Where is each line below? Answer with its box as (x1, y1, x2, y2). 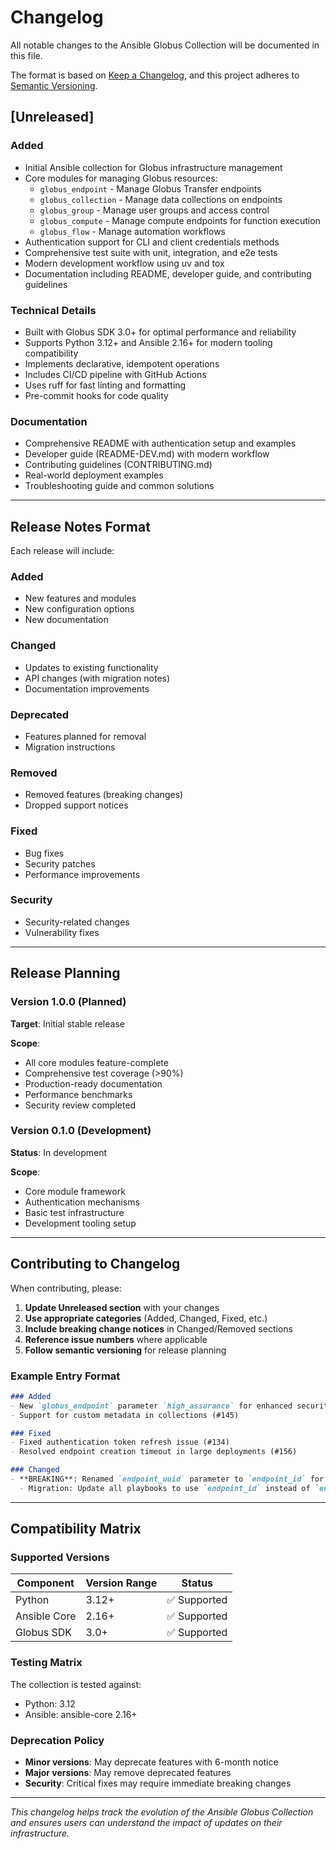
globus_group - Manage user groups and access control (39, 204, 270, 216)
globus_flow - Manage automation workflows (39, 225, 226, 237)
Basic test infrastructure (24, 1206, 125, 1218)
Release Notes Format (10, 518, 151, 535)
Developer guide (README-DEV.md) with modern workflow (24, 448, 270, 460)
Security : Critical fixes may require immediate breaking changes (24, 1777, 292, 1790)
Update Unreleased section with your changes (24, 1301, 220, 1313)
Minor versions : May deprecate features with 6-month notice (24, 1756, 279, 1768)
